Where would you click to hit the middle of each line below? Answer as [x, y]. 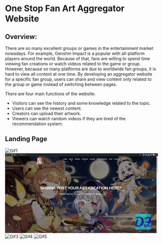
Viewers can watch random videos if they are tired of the [69, 119]
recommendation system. [37, 124]
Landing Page [26, 139]
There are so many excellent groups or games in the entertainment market [79, 48]
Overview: [21, 37]
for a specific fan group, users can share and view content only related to [78, 79]
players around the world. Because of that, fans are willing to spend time [78, 58]
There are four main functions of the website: [50, 94]
